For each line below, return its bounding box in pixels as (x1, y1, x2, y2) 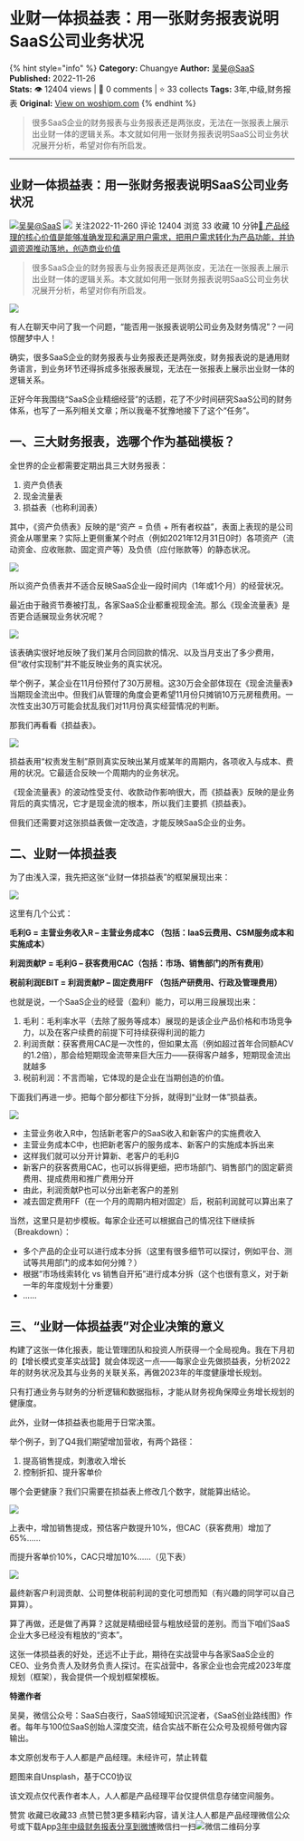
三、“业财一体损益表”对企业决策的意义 (9, 1319, 224, 1334)
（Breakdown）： (9, 1226, 72, 1238)
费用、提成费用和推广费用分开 (22, 1174, 134, 1184)
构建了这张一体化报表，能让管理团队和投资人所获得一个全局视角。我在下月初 (9, 1344, 295, 1356)
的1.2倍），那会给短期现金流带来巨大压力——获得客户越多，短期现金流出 (22, 1049, 291, 1061)
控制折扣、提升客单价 (22, 1466, 102, 1478)
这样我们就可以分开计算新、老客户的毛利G (22, 1151, 180, 1162)
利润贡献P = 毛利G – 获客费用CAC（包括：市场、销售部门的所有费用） (9, 958, 269, 969)
